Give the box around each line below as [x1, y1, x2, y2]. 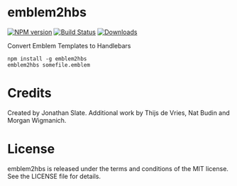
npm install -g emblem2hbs [7, 55, 87, 62]
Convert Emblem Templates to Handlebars [7, 41, 131, 50]
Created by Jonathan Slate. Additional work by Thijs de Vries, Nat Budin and [7, 108, 231, 117]
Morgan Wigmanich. [7, 116, 67, 124]
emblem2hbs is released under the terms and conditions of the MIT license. [7, 164, 229, 173]
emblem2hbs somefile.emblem [7, 61, 91, 68]
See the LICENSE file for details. [7, 172, 101, 180]
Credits [7, 85, 52, 102]
